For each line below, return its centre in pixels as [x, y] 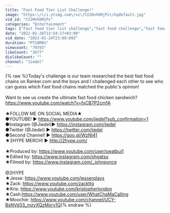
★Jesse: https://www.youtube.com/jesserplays [55, 178]
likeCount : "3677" [25, 52]
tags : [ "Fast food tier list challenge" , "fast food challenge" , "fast [80, 29]
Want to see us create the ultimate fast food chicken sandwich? [71, 98]
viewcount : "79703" [26, 48]
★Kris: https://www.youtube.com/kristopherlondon [59, 189]
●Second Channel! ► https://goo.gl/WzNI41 [51, 135]
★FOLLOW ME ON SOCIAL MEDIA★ [44, 114]
